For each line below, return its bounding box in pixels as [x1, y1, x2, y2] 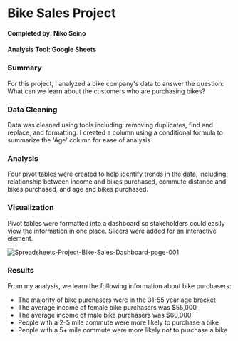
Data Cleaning [7, 105, 58, 115]
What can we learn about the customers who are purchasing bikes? [7, 87, 206, 95]
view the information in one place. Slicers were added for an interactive [7, 226, 217, 235]
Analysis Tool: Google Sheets [7, 45, 97, 54]
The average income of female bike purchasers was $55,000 [17, 303, 197, 311]
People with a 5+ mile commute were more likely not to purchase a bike [17, 325, 228, 334]
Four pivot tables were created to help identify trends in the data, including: [7, 169, 228, 179]
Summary [7, 63, 43, 73]
